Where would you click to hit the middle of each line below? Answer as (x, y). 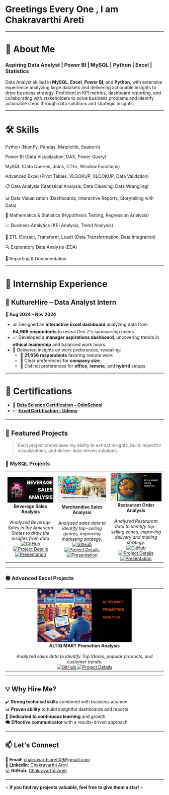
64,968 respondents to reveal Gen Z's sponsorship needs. (74, 332)
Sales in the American (31, 528)
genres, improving (82, 534)
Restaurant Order (136, 505)
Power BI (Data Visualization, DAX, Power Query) (56, 157)
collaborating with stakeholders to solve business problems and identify (80, 98)
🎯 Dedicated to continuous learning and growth (55, 716)
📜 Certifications (39, 391)
